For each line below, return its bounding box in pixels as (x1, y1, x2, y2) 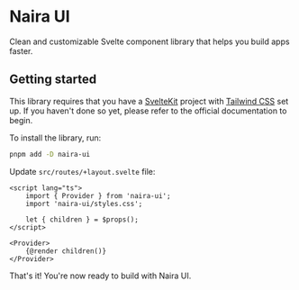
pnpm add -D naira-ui (9, 150, 91, 159)
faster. (9, 45, 33, 56)
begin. (9, 114, 33, 125)
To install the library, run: (9, 132, 102, 143)
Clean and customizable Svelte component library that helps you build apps (9, 36, 290, 47)
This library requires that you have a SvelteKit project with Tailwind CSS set (9, 95, 289, 106)
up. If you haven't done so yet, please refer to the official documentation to (9, 105, 287, 116)
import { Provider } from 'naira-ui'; (25, 191, 171, 200)
